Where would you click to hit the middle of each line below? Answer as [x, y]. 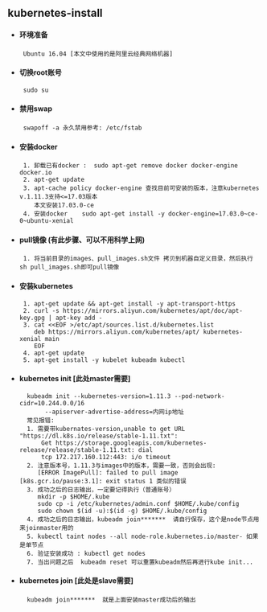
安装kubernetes [46, 286]
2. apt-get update [54, 180]
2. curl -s [41, 310]
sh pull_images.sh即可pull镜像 [69, 267]
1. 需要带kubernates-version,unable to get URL [106, 429]
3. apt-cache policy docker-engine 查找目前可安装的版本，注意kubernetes [141, 188]
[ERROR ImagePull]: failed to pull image [108, 472]
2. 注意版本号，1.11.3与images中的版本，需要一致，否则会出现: [121, 466]
